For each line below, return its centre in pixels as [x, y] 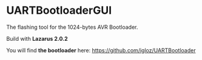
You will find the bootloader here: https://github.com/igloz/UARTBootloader [101, 50]
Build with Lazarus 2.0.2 [37, 38]
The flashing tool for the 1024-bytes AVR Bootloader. [72, 27]
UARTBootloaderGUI [59, 10]
